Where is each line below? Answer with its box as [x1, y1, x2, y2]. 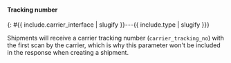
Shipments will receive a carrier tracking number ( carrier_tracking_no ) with [7, 34, 225, 42]
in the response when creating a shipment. [7, 49, 129, 57]
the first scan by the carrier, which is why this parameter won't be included [7, 41, 221, 49]
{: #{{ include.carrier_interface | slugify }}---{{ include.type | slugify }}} [7, 21, 210, 29]
